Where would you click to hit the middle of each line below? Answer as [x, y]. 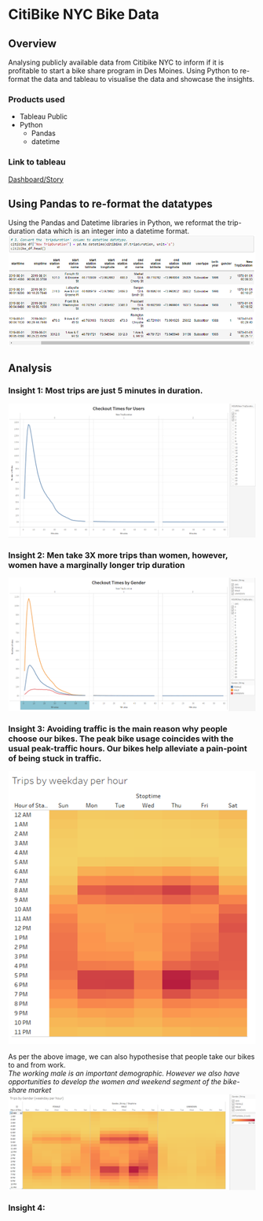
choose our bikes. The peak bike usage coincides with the [121, 739]
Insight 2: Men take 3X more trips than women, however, [118, 555]
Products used [37, 99]
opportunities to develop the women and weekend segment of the [115, 1082]
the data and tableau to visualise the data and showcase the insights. [143, 79]
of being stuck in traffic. [55, 758]
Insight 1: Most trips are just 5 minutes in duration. [106, 391]
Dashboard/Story [36, 179]
